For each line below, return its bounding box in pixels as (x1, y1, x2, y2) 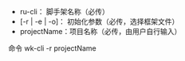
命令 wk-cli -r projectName (8, 44, 97, 53)
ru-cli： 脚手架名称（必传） (19, 7, 109, 16)
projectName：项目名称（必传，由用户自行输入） (19, 27, 182, 36)
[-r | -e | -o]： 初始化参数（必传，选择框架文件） (19, 17, 179, 26)
